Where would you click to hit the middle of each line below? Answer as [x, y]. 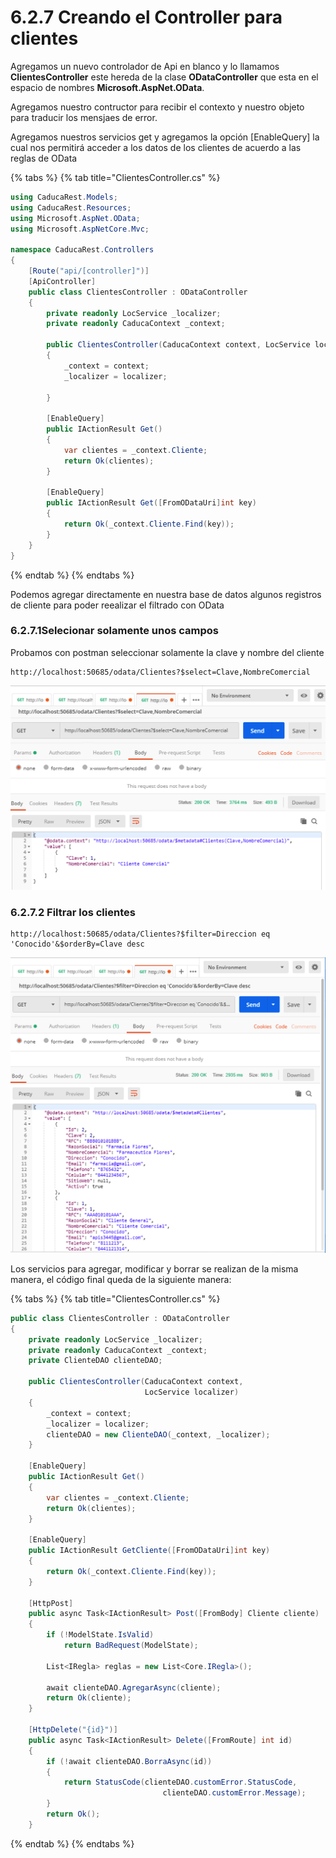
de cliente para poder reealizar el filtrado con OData [117, 605]
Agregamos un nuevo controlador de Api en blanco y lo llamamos [145, 66]
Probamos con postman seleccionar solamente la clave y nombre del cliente [167, 652]
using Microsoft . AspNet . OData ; [75, 218]
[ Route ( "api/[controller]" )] [89, 271]
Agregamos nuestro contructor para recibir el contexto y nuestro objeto [157, 107]
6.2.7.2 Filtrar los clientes [73, 913]
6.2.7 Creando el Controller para [146, 17]
